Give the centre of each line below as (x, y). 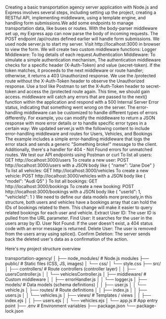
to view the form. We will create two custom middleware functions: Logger (81, 49)
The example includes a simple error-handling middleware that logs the (78, 139)
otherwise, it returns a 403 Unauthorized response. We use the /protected (81, 76)
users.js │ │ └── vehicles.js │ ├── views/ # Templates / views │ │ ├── (78, 295)
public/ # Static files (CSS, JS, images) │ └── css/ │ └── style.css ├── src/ (83, 263)
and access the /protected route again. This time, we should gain (83, 92)
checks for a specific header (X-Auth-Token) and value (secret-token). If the (83, 65)
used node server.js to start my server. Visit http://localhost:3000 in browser (83, 44)
